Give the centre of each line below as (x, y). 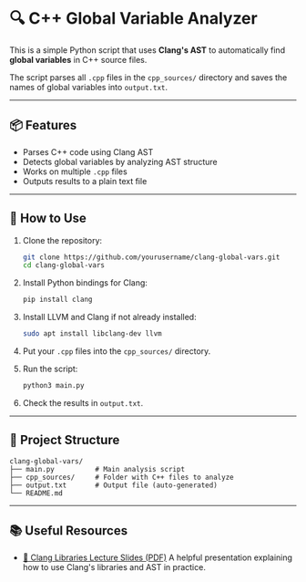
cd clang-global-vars (63, 265)
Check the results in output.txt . (83, 402)
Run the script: (50, 369)
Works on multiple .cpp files (75, 171)
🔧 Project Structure (65, 440)
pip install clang (57, 300)
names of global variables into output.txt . (89, 87)
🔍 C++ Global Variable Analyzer (133, 19)
